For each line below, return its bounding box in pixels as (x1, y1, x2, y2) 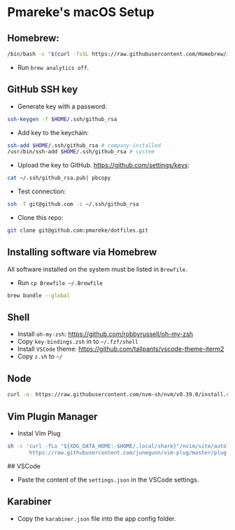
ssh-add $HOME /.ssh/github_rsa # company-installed (7, 141, 161, 149)
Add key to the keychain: (17, 128, 90, 137)
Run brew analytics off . (17, 63, 90, 71)
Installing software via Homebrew (7, 246, 157, 258)
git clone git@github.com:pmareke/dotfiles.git (7, 227, 149, 235)
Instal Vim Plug (17, 428, 61, 438)
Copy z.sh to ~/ (17, 352, 63, 361)
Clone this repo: (17, 214, 64, 222)
